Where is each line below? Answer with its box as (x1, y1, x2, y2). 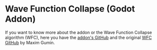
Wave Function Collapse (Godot (5, 3, 135, 14)
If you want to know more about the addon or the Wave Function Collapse (5, 29, 152, 35)
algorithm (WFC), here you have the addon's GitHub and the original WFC (5, 35, 152, 40)
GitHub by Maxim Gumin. (5, 39, 55, 45)
